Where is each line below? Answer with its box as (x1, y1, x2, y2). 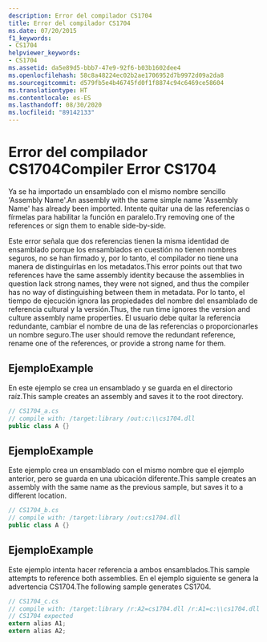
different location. (8, 491, 67, 501)
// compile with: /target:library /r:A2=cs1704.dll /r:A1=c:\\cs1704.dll (8, 604, 261, 613)
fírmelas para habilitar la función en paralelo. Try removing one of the (8, 212, 235, 221)
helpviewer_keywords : (8, 49, 81, 57)
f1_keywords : (8, 34, 52, 42)
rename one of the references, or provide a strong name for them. (8, 338, 226, 348)
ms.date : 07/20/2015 (8, 26, 78, 34)
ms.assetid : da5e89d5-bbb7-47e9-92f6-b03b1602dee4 (8, 64, 181, 72)
